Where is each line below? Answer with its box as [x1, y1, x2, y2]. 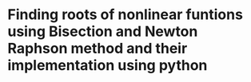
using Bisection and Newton [7, 22, 198, 41]
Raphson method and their [7, 40, 188, 57]
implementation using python [7, 57, 208, 75]
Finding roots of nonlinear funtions [7, 6, 243, 24]
